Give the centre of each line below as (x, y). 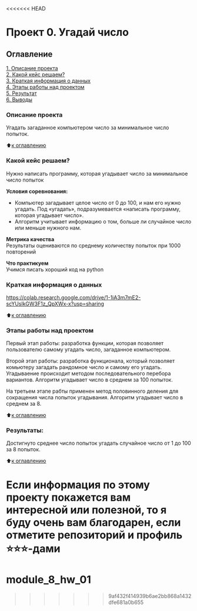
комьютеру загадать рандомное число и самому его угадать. (84, 367)
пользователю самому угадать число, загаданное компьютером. (89, 350)
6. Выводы (19, 99)
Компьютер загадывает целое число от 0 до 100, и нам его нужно (98, 202)
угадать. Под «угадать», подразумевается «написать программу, (98, 209)
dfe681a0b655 (126, 602)
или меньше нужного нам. (48, 228)
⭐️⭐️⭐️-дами (33, 548)
